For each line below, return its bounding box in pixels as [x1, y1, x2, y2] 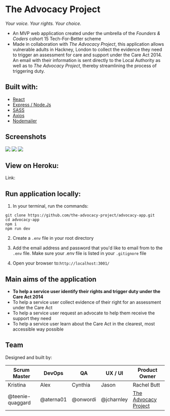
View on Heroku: [5, 161, 59, 170]
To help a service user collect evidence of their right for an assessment [12, 299, 161, 305]
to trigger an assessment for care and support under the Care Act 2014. [12, 52, 162, 58]
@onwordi [71, 396, 96, 403]
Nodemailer [12, 118, 37, 124]
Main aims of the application [5, 275, 97, 283]
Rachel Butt [133, 381, 160, 388]
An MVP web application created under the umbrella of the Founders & [12, 30, 160, 36]
